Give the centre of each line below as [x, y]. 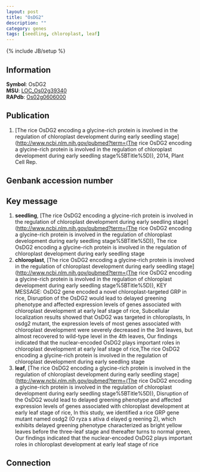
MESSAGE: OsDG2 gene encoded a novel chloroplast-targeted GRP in [101, 291]
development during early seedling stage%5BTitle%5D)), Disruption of [101, 393]
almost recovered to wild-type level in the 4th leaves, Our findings [96, 336]
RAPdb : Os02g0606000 [36, 97]
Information [29, 70]
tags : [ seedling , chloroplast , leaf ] [53, 34]
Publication [28, 116]
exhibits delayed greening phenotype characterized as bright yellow [99, 425]
